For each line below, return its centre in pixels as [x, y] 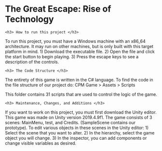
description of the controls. [32, 62]
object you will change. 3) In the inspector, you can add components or [76, 138]
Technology [29, 19]
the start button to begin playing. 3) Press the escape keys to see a [72, 56]
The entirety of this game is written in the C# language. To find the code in [79, 80]
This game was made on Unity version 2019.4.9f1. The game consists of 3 [79, 117]
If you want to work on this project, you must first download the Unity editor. [81, 112]
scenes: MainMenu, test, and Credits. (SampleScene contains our [70, 122]
